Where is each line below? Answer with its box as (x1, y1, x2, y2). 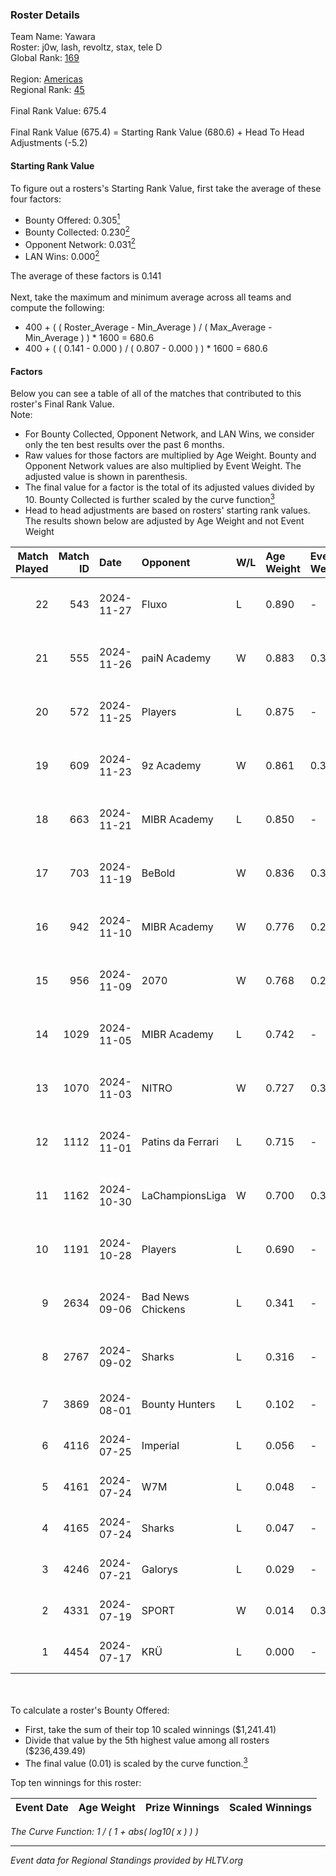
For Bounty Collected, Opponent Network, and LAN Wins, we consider (24, 428, 315, 440)
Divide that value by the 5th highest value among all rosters (24, 1734, 270, 1746)
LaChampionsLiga (141, 1188, 227, 1202)
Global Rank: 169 (10, 52, 80, 64)
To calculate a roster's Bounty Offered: (10, 1704, 170, 1716)
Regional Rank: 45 (10, 84, 85, 96)
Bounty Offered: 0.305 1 (24, 212, 121, 226)
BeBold (141, 866, 176, 880)
